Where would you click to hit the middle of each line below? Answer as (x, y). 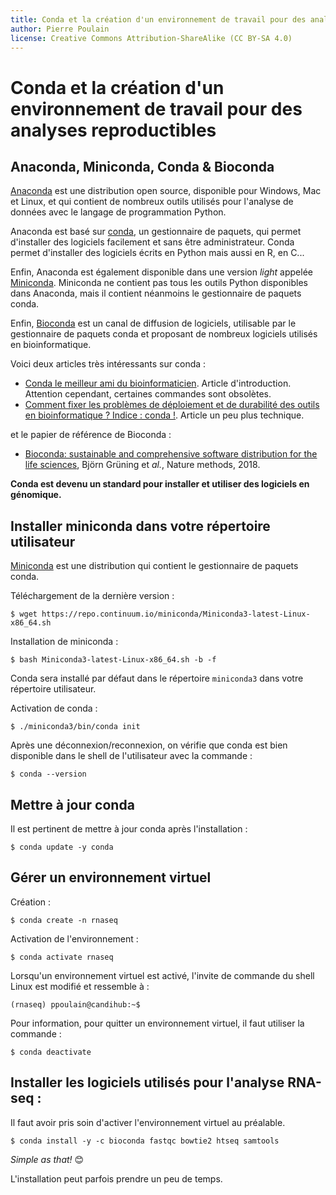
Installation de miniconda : (64, 642)
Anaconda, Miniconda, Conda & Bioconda (142, 166)
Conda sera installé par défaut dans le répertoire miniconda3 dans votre (157, 678)
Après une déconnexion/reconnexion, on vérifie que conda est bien (149, 745)
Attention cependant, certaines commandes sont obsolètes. (148, 394)
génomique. (36, 495)
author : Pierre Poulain (60, 29)
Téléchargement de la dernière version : (92, 596)
